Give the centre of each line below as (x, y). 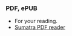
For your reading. (36, 21)
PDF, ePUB (21, 8)
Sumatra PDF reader (40, 27)
